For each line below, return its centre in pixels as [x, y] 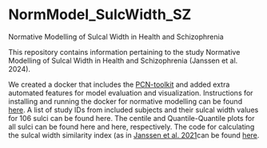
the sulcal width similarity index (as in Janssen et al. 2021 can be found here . [134, 135]
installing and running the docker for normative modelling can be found [125, 101]
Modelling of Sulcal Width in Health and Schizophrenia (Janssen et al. [123, 60]
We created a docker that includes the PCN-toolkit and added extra [119, 84]
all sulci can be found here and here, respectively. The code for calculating [132, 127]
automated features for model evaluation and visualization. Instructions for [131, 92]
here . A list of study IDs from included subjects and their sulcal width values [133, 110]
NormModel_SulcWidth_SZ [100, 15]
